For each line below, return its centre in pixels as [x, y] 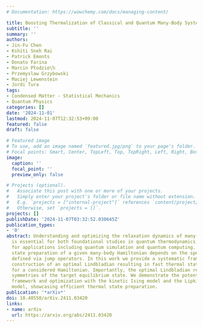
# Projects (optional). [36, 185]
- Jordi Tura [23, 85]
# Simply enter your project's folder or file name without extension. [101, 197]
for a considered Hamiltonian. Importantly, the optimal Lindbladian [101, 270]
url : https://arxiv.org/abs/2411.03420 [62, 315]
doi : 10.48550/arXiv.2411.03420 [47, 298]
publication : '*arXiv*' [36, 292]
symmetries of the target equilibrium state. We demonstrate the [96, 276]
